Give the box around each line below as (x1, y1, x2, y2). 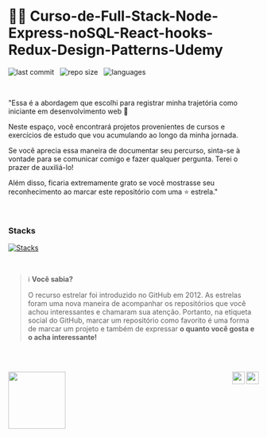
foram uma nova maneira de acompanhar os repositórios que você (27, 299, 246, 308)
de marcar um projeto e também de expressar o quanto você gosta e (27, 324, 255, 334)
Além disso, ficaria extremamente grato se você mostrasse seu (8, 178, 215, 188)
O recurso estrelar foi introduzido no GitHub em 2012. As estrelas (27, 290, 242, 300)
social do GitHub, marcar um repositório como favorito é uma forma (27, 315, 250, 325)
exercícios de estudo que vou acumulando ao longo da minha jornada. (8, 130, 238, 140)
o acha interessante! (27, 333, 98, 342)
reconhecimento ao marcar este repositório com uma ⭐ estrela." (8, 187, 219, 196)
